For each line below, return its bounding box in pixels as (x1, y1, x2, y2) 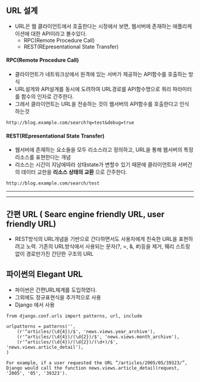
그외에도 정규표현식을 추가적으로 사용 (14, 293, 101, 300)
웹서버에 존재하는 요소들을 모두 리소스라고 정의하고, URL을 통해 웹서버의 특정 (14, 146, 193, 154)
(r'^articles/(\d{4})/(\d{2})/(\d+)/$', (17, 339, 118, 345)
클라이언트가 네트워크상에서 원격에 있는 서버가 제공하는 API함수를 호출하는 (14, 71, 187, 78)
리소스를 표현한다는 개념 (14, 154, 71, 161)
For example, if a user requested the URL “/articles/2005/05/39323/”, (6, 359, 187, 366)
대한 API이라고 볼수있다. (30, 30, 87, 37)
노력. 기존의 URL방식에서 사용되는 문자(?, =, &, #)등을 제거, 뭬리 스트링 (26, 243, 190, 250)
